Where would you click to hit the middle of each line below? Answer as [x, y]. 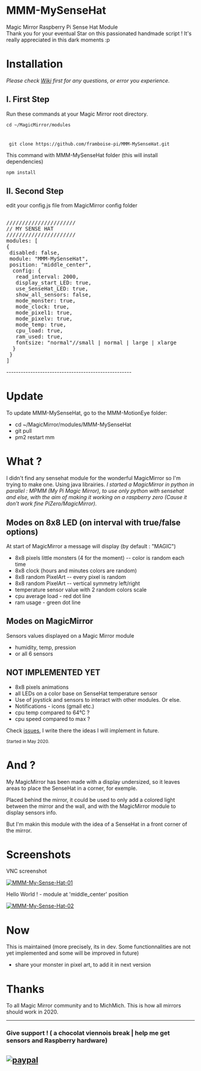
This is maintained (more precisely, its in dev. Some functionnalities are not [98, 947]
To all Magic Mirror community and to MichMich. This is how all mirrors [94, 1006]
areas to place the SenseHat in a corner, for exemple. [72, 788]
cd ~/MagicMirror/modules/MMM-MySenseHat [73, 425]
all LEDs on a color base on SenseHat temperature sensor [86, 693]
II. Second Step [35, 191]
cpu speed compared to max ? [52, 719]
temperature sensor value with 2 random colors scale [81, 589]
